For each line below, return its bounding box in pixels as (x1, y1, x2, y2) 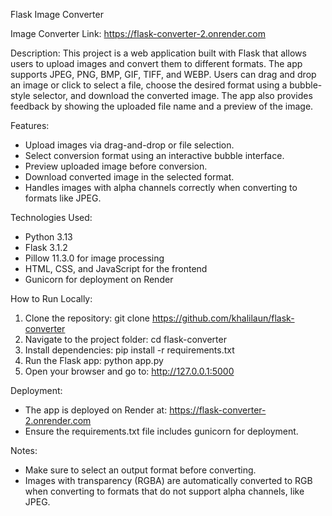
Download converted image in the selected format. (24, 171, 235, 183)
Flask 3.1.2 (24, 242, 68, 253)
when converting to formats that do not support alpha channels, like (24, 485, 305, 497)
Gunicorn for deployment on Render (24, 274, 174, 285)
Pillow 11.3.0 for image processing (24, 252, 165, 264)
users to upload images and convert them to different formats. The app (10, 58, 303, 69)
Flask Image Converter (10, 9, 104, 20)
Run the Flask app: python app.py (24, 355, 164, 366)
